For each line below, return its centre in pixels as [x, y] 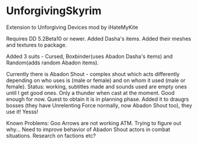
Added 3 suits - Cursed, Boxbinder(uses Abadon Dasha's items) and [90, 56]
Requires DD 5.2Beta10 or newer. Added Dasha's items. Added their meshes [99, 38]
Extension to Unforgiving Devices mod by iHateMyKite [72, 27]
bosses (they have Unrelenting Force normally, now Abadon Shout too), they [99, 105]
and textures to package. [36, 45]
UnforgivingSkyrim [54, 11]
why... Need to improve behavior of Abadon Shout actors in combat [88, 129]
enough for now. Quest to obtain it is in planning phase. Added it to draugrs [98, 99]
